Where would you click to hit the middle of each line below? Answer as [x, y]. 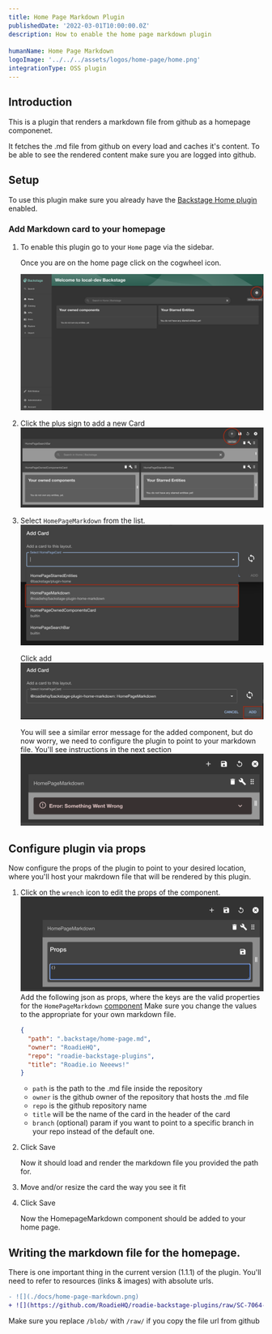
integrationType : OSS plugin [57, 69]
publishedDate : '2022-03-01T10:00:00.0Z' [79, 26]
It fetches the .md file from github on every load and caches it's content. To [134, 146]
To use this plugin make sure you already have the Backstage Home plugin [133, 199]
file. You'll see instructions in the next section [96, 749]
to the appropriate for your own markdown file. [98, 1014]
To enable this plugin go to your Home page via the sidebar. [117, 246]
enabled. [23, 208]
